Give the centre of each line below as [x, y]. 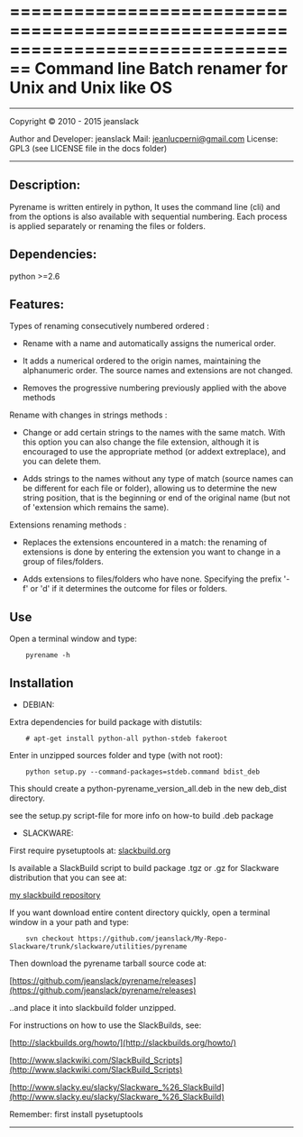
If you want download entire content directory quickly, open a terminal [140, 912]
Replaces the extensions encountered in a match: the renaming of [145, 543]
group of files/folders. [63, 562]
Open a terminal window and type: [73, 639]
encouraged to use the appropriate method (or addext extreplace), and [154, 452]
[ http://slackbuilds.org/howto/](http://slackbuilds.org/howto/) [123, 1043]
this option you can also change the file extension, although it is [141, 442]
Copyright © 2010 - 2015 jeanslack [74, 121]
